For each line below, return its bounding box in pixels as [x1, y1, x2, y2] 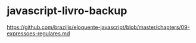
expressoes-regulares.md [7, 29, 70, 37]
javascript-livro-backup [7, 4, 127, 18]
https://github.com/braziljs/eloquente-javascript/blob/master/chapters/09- [7, 24, 190, 31]
